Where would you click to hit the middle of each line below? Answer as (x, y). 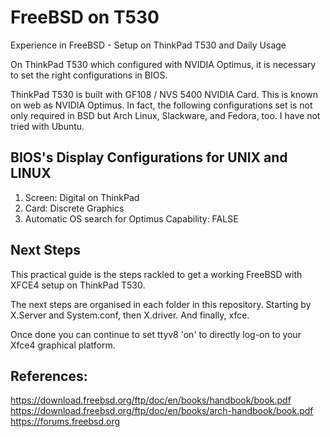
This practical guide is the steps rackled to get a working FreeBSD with (156, 274)
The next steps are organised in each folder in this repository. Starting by (161, 304)
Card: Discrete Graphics (74, 208)
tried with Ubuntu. (47, 126)
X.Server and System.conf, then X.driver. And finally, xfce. (130, 315)
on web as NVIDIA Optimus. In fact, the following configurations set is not (161, 105)
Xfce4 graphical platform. (63, 345)
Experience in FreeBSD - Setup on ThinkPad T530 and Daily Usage (148, 45)
